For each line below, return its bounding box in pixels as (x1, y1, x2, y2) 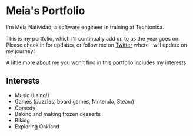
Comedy (14, 104, 36, 111)
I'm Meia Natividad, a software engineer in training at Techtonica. (6, 24, 164, 31)
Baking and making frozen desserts (14, 110, 101, 117)
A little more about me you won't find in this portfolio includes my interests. (6, 59, 188, 66)
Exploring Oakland (14, 122, 60, 130)
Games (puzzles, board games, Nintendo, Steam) (14, 98, 134, 105)
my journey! (6, 47, 35, 54)
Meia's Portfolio (6, 4, 85, 18)
